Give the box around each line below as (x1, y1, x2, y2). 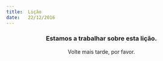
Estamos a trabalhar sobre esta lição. (46, 34, 157, 43)
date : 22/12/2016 (6, 14, 56, 21)
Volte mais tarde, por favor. (68, 48, 135, 55)
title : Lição (6, 8, 42, 15)
